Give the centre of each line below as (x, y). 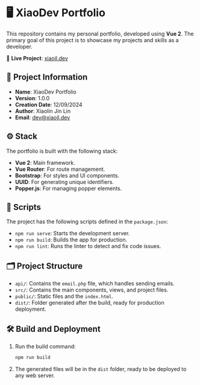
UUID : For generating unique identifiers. (64, 182)
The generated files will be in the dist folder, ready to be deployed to (101, 369)
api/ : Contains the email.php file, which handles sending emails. (95, 284)
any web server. (35, 375)
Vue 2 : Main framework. (45, 162)
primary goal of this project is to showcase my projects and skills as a (92, 40)
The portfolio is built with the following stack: (62, 151)
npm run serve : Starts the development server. (72, 234)
